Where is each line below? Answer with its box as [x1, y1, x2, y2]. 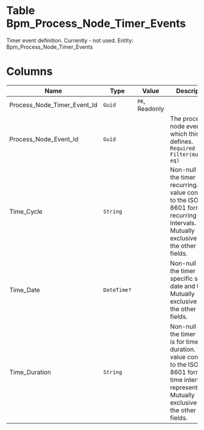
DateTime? [103, 286, 132, 293]
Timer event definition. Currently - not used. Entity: [6, 37, 134, 44]
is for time [169, 337, 199, 346]
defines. [169, 137, 194, 146]
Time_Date [9, 286, 41, 294]
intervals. [169, 219, 197, 227]
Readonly [137, 104, 165, 113]
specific [169, 274, 193, 283]
